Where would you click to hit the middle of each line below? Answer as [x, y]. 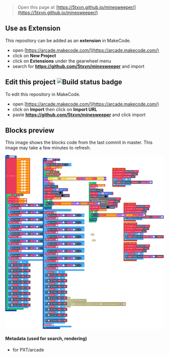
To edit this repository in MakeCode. [43, 94]
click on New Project [34, 55]
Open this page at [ [37, 7]
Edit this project [30, 82]
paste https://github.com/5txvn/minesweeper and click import [79, 115]
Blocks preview [30, 130]
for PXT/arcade [28, 349]
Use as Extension [33, 28]
